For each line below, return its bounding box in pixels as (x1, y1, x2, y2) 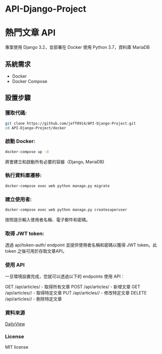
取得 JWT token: (5, 230, 45, 237)
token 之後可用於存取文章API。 (5, 248, 67, 254)
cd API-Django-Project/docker (5, 125, 67, 130)
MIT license (5, 344, 29, 350)
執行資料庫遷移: (5, 172, 42, 179)
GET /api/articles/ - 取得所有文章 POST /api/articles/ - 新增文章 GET (5, 284, 141, 290)
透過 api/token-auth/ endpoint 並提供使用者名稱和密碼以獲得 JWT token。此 (5, 242, 157, 248)
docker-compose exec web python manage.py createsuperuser (5, 207, 127, 213)
